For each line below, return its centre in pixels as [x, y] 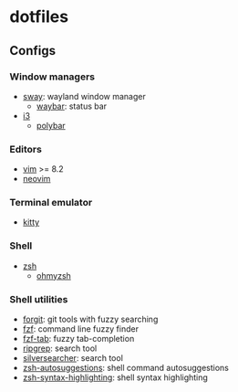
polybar [51, 125]
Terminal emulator [51, 203]
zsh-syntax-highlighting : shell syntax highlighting [115, 377]
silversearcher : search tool [72, 358]
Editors [26, 149]
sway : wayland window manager [84, 96]
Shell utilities [39, 299]
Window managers [52, 77]
